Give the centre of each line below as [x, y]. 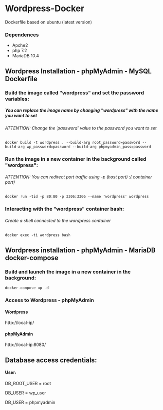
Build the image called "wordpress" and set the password [75, 92]
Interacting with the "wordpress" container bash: [64, 209]
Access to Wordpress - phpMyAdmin [50, 300]
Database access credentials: [51, 360]
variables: [17, 99]
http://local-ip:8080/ [26, 345]
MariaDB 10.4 [26, 56]
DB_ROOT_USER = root [28, 383]
